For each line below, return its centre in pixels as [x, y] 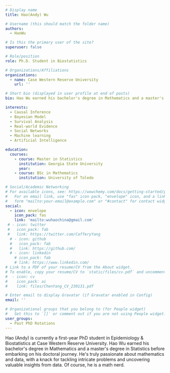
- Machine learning [30, 136]
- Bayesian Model [28, 117]
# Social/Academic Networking [37, 187]
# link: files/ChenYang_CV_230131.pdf [50, 286]
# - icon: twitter [27, 225]
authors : [14, 28]
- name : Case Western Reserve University [54, 80]
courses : [19, 154]
